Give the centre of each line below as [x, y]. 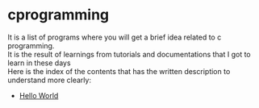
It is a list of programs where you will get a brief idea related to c [115, 37]
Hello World [39, 95]
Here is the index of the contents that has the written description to [119, 71]
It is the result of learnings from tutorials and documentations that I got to [129, 54]
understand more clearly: [50, 80]
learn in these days [39, 63]
